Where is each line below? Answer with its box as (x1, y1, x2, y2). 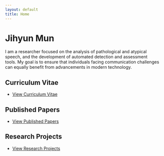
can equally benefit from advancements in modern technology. (5, 64, 132, 70)
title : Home (5, 12, 29, 17)
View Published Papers (12, 118, 59, 124)
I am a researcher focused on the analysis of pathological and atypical (5, 49, 147, 55)
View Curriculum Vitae (12, 91, 58, 97)
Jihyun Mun (5, 33, 55, 44)
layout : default (5, 7, 38, 12)
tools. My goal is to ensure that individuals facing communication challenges (5, 59, 160, 65)
